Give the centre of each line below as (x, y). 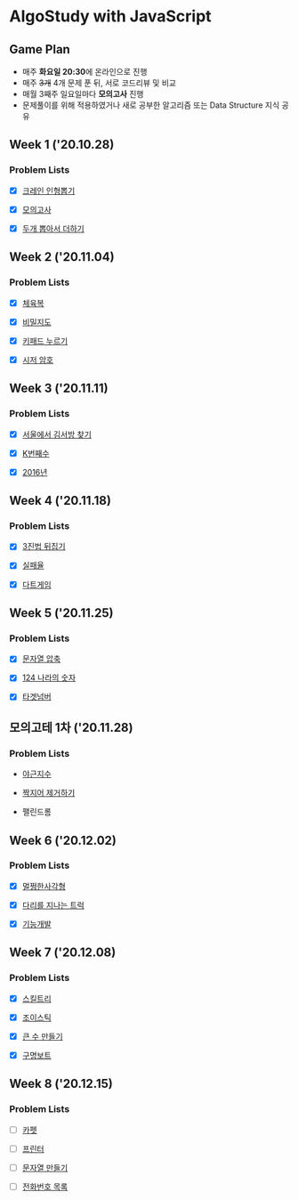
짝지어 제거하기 (48, 793)
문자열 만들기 (45, 1167)
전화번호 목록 (45, 1187)
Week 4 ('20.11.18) (60, 501)
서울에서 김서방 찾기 (56, 434)
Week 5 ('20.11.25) (61, 613)
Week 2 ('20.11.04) (62, 257)
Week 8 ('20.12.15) (61, 1084)
